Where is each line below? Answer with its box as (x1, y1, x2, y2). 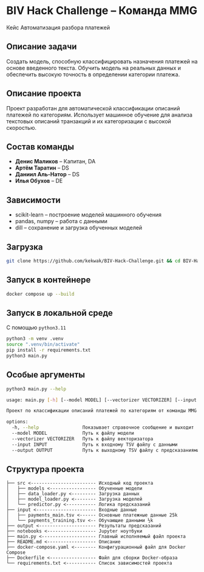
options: (6, 419, 29, 425)
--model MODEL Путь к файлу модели (12, 431, 135, 437)
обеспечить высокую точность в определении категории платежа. (6, 71, 180, 78)
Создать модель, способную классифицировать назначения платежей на (6, 57, 198, 65)
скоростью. (6, 124, 37, 131)
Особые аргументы (6, 370, 85, 380)
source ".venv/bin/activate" (6, 341, 80, 348)
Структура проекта (6, 464, 84, 474)
